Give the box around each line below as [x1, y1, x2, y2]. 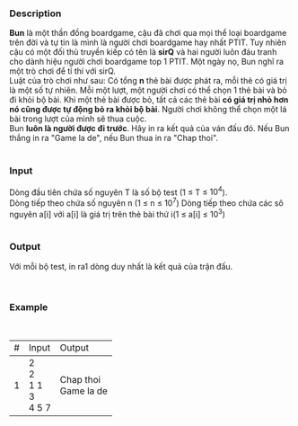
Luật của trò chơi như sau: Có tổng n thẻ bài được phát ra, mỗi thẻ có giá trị [9, 75, 287, 86]
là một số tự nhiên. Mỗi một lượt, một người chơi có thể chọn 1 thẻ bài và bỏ [9, 84, 287, 96]
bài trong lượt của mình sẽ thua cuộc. [9, 113, 147, 124]
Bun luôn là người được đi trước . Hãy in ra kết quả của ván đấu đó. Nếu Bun [9, 123, 290, 134]
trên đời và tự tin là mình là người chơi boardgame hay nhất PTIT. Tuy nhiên [9, 37, 287, 48]
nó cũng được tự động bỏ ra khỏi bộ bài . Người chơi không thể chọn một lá [9, 104, 287, 115]
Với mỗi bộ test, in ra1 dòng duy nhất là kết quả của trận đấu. [9, 261, 233, 271]
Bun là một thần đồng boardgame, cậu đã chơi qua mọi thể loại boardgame [9, 28, 287, 39]
